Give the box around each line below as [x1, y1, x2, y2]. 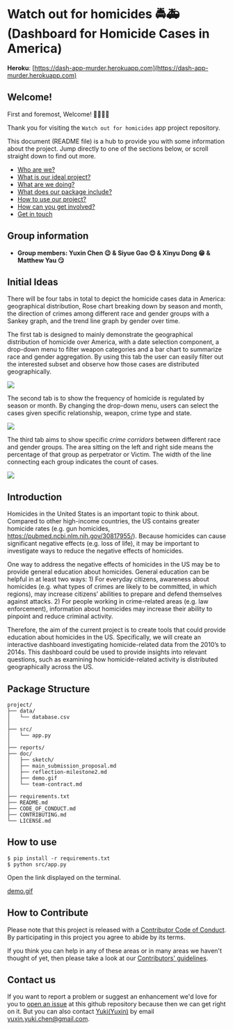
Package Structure [7, 682, 90, 695]
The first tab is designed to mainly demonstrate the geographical [7, 330, 193, 339]
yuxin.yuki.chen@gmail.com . [7, 1015, 90, 1023]
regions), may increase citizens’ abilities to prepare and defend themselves [7, 590, 223, 598]
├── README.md [7, 799, 49, 806]
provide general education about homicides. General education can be [7, 567, 210, 576]
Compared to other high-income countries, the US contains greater [7, 517, 200, 525]
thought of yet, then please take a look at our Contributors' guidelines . [7, 954, 209, 962]
